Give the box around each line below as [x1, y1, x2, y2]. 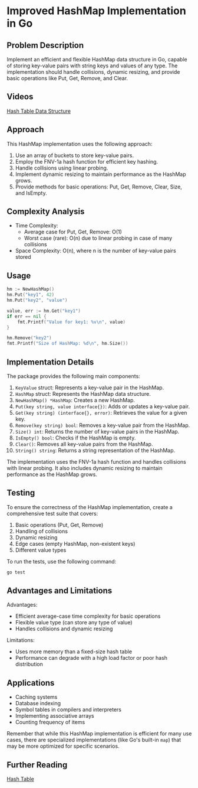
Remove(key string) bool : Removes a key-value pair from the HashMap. [15, 421, 190, 429]
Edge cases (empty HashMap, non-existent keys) [15, 540, 136, 547]
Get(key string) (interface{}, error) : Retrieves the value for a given [15, 409, 187, 416]
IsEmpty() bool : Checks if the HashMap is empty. [15, 434, 136, 441]
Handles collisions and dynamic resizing [15, 625, 113, 633]
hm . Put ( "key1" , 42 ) [6, 292, 55, 298]
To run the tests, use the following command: [6, 558, 117, 565]
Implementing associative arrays [15, 712, 94, 719]
